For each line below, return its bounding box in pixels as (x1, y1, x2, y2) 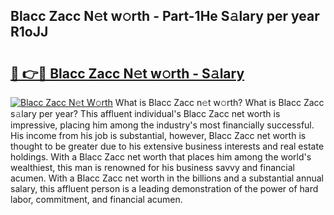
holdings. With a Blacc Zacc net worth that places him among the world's (10, 151, 312, 163)
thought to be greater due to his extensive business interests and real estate (10, 140, 325, 152)
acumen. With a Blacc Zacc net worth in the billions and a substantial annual (10, 172, 324, 184)
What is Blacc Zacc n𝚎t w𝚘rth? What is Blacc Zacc (114, 97, 325, 108)
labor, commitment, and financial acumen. (10, 194, 183, 205)
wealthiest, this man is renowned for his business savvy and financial (10, 162, 295, 173)
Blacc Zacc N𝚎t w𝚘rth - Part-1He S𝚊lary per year (10, 8, 320, 25)
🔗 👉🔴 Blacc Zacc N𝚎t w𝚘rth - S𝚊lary (10, 65, 245, 82)
